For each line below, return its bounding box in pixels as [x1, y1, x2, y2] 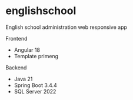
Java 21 [14, 75, 33, 82]
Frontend [5, 35, 28, 42]
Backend [5, 64, 27, 71]
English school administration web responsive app [5, 24, 128, 31]
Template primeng [14, 52, 59, 59]
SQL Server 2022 [14, 88, 56, 95]
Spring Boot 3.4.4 [14, 81, 57, 89]
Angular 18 [14, 46, 41, 54]
